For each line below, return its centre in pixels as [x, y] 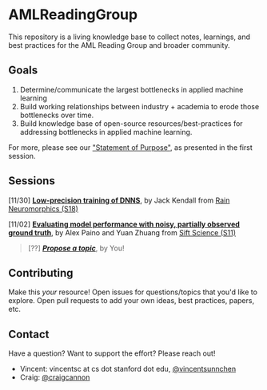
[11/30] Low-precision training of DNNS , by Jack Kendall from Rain [119, 200]
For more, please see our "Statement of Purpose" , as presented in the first [131, 147]
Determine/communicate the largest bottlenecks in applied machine [132, 89]
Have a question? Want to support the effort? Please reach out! [112, 353]
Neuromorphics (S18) [43, 208]
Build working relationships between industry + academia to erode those [139, 106]
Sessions [32, 181]
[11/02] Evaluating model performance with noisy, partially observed [124, 224]
